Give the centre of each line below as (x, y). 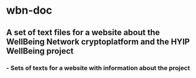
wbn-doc (29, 10)
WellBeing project (40, 51)
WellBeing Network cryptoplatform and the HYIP (98, 41)
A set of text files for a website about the (83, 32)
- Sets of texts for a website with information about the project (98, 68)
